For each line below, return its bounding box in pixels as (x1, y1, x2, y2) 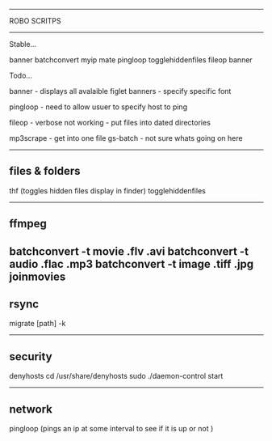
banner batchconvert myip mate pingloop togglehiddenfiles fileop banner (9, 55, 253, 65)
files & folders (9, 164, 81, 178)
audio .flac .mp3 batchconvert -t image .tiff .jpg (9, 257, 254, 271)
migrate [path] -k (9, 319, 66, 329)
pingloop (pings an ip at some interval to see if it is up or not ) (9, 424, 214, 434)
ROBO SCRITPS (9, 16, 61, 25)
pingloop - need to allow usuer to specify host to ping (9, 102, 188, 112)
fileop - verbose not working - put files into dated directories (9, 118, 211, 127)
